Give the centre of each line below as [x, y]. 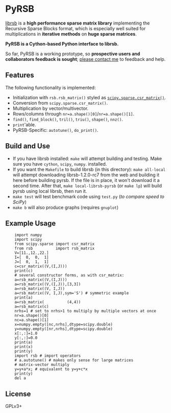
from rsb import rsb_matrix [55, 248]
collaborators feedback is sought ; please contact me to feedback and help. [86, 59]
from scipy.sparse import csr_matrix [55, 244]
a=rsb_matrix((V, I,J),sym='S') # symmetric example [72, 293]
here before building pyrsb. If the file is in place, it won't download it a [86, 180]
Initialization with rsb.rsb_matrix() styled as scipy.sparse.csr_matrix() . [89, 97]
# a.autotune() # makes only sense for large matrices [74, 360]
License [18, 394]
